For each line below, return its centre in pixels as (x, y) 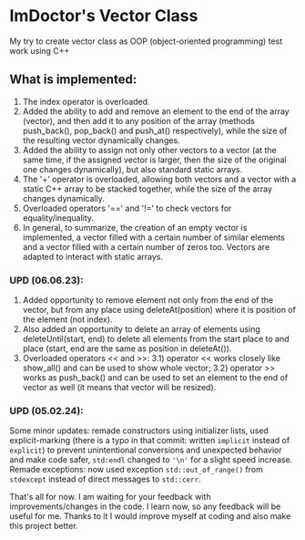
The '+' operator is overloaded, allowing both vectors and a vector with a (159, 179)
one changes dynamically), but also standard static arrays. (132, 169)
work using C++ (40, 50)
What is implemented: (73, 80)
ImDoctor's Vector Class (104, 16)
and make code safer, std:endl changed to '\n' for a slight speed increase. (151, 460)
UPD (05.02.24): (46, 410)
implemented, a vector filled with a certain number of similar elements (153, 237)
